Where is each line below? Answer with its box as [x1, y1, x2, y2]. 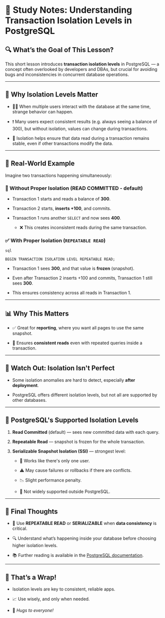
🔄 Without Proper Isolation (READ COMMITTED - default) [5, 185, 143, 192]
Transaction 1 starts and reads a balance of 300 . [12, 195, 111, 201]
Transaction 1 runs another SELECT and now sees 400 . [12, 215, 121, 221]
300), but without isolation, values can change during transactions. [12, 126, 148, 131]
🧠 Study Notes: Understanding [5, 4, 133, 16]
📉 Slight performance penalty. [19, 477, 82, 483]
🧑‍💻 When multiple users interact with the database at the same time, [12, 103, 151, 109]
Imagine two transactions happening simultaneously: [5, 172, 112, 178]
